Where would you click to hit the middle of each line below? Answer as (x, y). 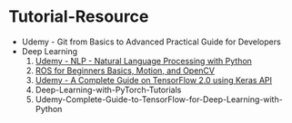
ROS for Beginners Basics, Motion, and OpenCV (125, 71)
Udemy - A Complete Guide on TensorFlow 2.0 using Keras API (154, 80)
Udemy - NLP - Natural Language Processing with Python (143, 61)
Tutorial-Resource (79, 17)
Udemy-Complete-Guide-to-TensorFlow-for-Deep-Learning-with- (159, 99)
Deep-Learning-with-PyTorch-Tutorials (108, 90)
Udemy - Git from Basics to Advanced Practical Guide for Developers (151, 42)
